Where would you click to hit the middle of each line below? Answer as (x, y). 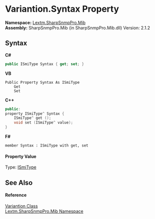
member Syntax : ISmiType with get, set (47, 146)
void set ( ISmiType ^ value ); (44, 123)
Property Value (21, 156)
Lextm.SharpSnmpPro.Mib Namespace (44, 211)
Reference (16, 195)
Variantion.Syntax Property (62, 9)
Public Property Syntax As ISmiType (42, 82)
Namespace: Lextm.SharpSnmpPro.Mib (45, 23)
